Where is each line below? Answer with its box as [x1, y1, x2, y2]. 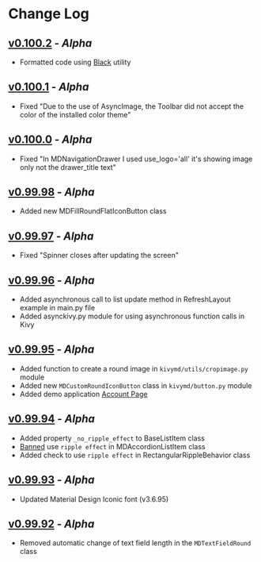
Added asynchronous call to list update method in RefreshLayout [19, 294, 231, 304]
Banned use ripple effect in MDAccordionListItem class [19, 441, 206, 451]
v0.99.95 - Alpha [8, 343, 95, 356]
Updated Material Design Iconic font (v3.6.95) [19, 494, 169, 504]
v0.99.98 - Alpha [8, 186, 95, 199]
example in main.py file [19, 303, 96, 313]
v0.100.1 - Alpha [8, 80, 89, 94]
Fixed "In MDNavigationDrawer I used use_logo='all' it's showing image [19, 154, 253, 164]
